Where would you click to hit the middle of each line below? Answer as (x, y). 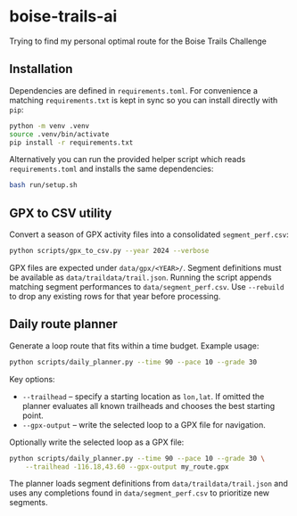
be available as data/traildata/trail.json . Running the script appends (140, 277)
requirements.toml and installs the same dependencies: (111, 169)
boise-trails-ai (63, 16)
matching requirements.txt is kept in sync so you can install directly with (144, 100)
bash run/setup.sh (43, 185)
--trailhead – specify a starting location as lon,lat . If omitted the (143, 396)
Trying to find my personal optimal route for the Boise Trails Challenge (138, 41)
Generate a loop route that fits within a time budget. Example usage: (134, 346)
